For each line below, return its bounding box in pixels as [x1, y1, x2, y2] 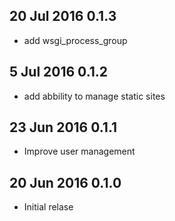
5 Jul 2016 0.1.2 [9, 64, 109, 81]
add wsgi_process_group [23, 34, 128, 46]
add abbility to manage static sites [23, 90, 166, 102]
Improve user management [23, 145, 136, 158]
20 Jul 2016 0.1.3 [9, 8, 117, 25]
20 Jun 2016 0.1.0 [9, 174, 122, 191]
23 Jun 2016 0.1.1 [9, 119, 118, 136]
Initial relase [23, 201, 74, 213]
